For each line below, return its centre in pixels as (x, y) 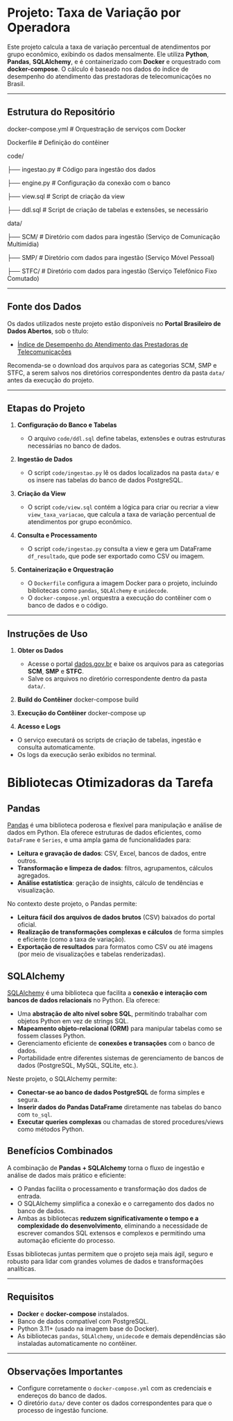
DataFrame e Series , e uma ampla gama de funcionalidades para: (99, 840)
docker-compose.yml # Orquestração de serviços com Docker (96, 129)
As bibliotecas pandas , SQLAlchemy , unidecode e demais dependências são (121, 1335)
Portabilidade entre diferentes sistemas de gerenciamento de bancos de (120, 1058)
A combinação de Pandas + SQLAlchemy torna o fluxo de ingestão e (106, 1168)
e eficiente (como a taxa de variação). (71, 939)
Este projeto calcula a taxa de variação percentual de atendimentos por (109, 47)
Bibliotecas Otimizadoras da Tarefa (110, 783)
